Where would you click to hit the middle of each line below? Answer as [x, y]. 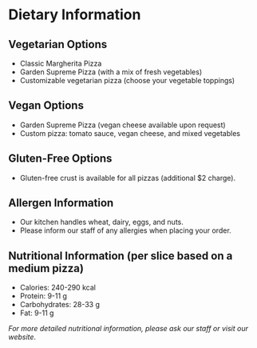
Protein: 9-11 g [43, 296]
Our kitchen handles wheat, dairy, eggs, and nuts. [101, 222]
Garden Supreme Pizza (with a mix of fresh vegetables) [111, 72]
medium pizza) [46, 268]
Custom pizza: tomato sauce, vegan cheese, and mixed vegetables [130, 133]
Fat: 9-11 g [37, 313]
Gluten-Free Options [60, 159]
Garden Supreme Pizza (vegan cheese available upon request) [123, 125]
